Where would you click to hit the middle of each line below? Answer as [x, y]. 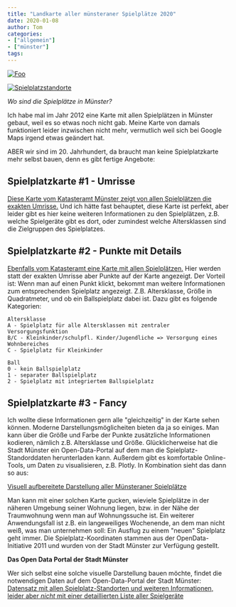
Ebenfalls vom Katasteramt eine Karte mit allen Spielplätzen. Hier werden [114, 268]
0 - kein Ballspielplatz [44, 369]
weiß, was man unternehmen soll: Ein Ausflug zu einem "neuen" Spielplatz [117, 531]
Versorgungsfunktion [38, 331]
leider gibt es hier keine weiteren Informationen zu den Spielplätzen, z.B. [114, 213]
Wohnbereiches [28, 344]
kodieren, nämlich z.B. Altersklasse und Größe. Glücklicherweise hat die [113, 443]
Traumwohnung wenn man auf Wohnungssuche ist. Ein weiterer [101, 515]
